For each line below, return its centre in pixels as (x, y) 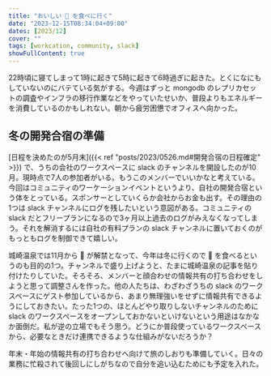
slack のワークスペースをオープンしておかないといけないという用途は (123, 316)
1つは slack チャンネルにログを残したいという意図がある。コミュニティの (130, 207)
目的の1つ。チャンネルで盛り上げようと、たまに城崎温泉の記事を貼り (144, 265)
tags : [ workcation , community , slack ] (74, 46)
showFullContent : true (47, 53)
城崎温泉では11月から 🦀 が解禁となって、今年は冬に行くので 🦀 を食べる (126, 255)
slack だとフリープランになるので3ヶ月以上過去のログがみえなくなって (126, 218)
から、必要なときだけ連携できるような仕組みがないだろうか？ (111, 336)
